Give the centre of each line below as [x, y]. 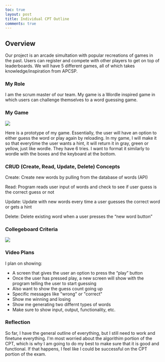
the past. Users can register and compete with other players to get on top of [82, 61]
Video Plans [20, 252]
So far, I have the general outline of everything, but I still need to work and [80, 333]
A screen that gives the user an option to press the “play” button [77, 273]
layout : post [18, 14]
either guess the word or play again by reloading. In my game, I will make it [81, 138]
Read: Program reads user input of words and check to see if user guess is [81, 187]
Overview [20, 43]
